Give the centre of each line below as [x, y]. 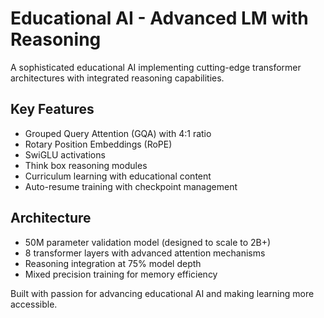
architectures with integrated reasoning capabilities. [117, 78]
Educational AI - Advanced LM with [159, 18]
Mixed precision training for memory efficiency [121, 274]
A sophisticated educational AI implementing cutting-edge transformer [156, 67]
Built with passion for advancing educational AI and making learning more [162, 293]
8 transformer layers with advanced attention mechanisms [145, 253]
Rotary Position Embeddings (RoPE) [98, 144]
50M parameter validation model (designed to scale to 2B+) [148, 242]
